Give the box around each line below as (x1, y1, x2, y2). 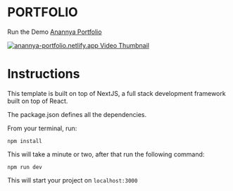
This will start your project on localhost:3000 (7, 175, 138, 184)
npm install (7, 137, 42, 144)
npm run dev (7, 164, 42, 171)
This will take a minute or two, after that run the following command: (7, 149, 205, 159)
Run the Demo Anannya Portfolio (7, 27, 102, 36)
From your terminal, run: (7, 124, 77, 133)
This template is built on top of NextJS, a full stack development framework (7, 89, 227, 97)
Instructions (7, 66, 80, 82)
